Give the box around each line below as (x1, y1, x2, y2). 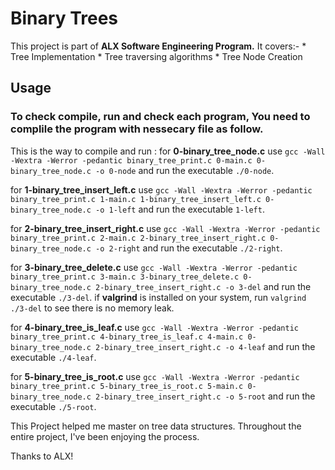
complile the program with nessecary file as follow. (10, 122, 264, 136)
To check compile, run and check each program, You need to (10, 110, 311, 124)
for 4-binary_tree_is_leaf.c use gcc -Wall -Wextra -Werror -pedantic (10, 321, 299, 333)
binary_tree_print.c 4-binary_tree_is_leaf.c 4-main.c (10, 332, 244, 342)
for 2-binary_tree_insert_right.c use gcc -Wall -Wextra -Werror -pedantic (10, 222, 321, 234)
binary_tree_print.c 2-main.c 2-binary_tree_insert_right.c (10, 233, 267, 243)
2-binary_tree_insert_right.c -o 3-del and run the (95, 280, 312, 292)
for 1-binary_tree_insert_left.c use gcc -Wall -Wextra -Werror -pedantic (10, 183, 313, 196)
